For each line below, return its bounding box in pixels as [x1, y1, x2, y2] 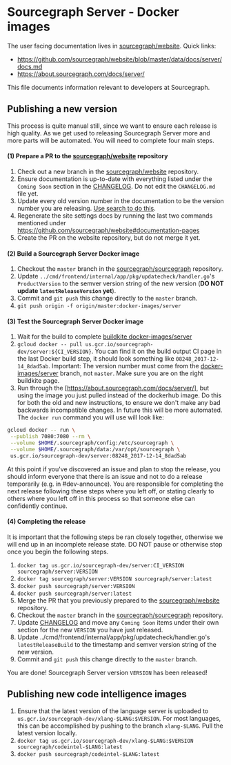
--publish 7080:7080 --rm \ [10, 433, 91, 440]
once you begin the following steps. [7, 547, 109, 556]
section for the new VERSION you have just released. [17, 625, 163, 634]
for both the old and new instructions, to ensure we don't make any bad [17, 399, 221, 407]
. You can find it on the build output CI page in [91, 347, 222, 356]
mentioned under [17, 218, 67, 227]
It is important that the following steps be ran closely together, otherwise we [7, 533, 223, 541]
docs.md [17, 62, 43, 70]
